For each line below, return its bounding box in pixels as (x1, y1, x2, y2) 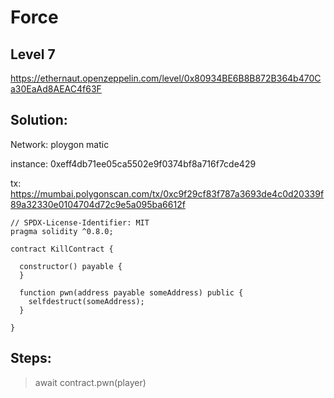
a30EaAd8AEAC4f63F (10, 83, 102, 95)
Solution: (10, 112, 68, 129)
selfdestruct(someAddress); (28, 296, 145, 306)
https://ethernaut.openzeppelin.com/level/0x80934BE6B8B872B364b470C (10, 72, 322, 84)
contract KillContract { (10, 244, 114, 254)
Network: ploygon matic (10, 138, 110, 150)
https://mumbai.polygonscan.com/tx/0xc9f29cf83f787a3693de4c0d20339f (10, 187, 325, 200)
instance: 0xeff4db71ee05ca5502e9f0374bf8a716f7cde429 (10, 157, 257, 170)
